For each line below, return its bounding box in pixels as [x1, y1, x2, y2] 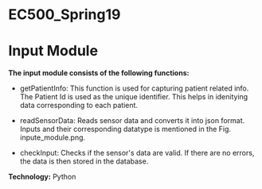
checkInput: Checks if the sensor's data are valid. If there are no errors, [19, 148, 255, 158]
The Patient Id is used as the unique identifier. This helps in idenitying [19, 92, 248, 102]
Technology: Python [8, 172, 76, 182]
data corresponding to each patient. [19, 101, 138, 110]
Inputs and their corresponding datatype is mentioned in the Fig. [19, 125, 232, 134]
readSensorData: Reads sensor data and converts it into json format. [19, 116, 245, 125]
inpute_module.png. [19, 133, 86, 142]
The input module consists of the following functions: [8, 68, 190, 78]
